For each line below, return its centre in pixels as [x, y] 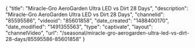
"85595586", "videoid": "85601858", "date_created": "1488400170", [87, 21]
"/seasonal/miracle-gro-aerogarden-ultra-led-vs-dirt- [125, 33]
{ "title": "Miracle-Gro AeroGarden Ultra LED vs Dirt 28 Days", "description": [97, 8]
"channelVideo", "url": [32, 33]
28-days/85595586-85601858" [43, 39]
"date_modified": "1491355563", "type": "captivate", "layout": [79, 27]
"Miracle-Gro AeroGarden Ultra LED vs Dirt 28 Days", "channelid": [85, 14]
